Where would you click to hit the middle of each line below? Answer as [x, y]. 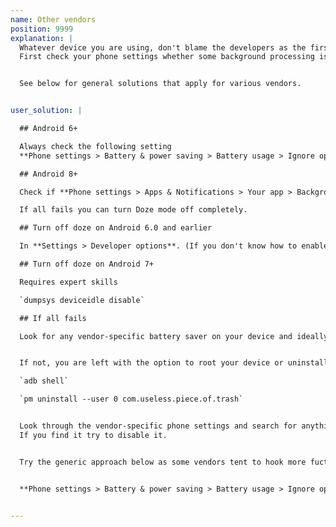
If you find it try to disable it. [93, 435]
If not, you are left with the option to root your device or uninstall [174, 363]
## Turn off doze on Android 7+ [87, 264]
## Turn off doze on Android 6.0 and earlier [116, 228]
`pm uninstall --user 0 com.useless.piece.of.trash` [131, 399]
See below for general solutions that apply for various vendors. [160, 84]
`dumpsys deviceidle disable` [82, 300]
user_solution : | [46, 111]
